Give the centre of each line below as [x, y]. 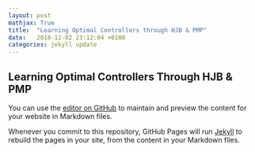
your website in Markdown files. [60, 116]
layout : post [30, 15]
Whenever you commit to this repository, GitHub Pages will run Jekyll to [126, 132]
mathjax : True [32, 23]
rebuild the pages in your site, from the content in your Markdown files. [124, 139]
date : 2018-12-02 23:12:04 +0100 [67, 37]
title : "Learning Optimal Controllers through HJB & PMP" [108, 30]
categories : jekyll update [53, 45]
